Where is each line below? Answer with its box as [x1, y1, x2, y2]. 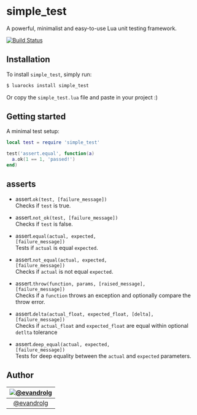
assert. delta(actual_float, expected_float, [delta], [15, 310, 154, 317]
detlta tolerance [15, 328, 58, 336]
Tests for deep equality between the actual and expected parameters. [15, 352, 191, 360]
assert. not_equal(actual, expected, [15, 256, 107, 263]
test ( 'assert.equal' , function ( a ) [6, 150, 95, 157]
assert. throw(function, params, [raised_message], [15, 279, 146, 287]
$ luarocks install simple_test [6, 82, 89, 88]
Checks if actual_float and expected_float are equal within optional [15, 322, 189, 329]
